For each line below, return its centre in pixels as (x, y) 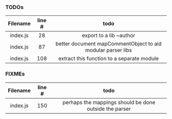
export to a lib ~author (109, 35)
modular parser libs (109, 50)
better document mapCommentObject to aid (109, 44)
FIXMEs (15, 74)
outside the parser (109, 109)
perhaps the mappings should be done (109, 102)
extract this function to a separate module (109, 58)
